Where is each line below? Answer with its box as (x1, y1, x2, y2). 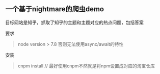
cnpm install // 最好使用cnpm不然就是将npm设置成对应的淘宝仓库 (17, 63, 155, 69)
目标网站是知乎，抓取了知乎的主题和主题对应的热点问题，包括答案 (5, 19, 144, 26)
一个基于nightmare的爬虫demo (5, 5, 104, 14)
